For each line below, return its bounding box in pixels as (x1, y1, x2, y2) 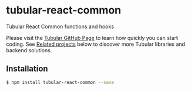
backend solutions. (6, 46, 52, 53)
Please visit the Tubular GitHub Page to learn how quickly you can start (6, 34, 178, 41)
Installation (6, 64, 48, 74)
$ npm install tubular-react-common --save (6, 79, 115, 85)
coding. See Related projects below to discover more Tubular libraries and (6, 41, 185, 48)
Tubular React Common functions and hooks (6, 23, 115, 30)
